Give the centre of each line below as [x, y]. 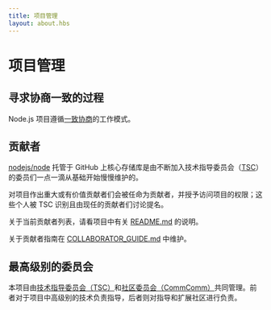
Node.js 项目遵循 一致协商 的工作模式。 [72, 118]
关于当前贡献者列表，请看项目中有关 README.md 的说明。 [106, 221]
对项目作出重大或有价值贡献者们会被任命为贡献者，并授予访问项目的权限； [132, 195]
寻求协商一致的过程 [56, 98]
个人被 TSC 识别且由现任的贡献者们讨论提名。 [92, 205]
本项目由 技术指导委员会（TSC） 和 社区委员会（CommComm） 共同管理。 [129, 287]
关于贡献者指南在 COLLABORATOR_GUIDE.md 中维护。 [100, 239]
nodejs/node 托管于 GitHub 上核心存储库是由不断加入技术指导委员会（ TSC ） [134, 167]
